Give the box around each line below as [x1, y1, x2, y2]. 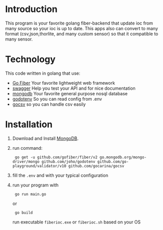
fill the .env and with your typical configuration [12, 172, 109, 178]
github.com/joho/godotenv [41, 159, 96, 164]
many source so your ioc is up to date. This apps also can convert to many [5, 25, 159, 31]
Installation [5, 119, 53, 130]
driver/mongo [12, 159, 40, 164]
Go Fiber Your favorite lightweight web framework [12, 80, 116, 86]
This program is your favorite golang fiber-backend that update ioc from [5, 20, 154, 26]
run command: [12, 145, 43, 151]
